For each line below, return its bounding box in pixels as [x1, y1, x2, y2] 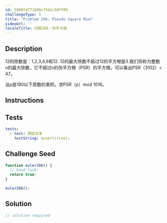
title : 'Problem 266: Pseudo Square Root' [5, 16, 95, 21]
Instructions [5, 96, 44, 105]
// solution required [5, 213, 50, 218]
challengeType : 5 [5, 12, 41, 17]
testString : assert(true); [14, 135, 70, 140]
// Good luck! [9, 167, 39, 172]
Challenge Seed [5, 149, 56, 158]
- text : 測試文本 [9, 131, 43, 136]
